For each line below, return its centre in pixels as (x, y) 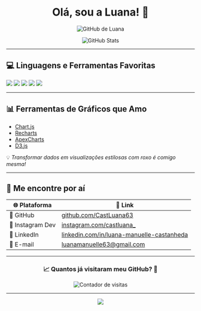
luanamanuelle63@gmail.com (103, 244)
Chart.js (25, 126)
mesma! (16, 164)
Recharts (26, 133)
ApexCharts (30, 139)
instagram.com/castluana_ (98, 225)
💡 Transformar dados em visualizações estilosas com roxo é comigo (91, 157)
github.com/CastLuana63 (97, 215)
